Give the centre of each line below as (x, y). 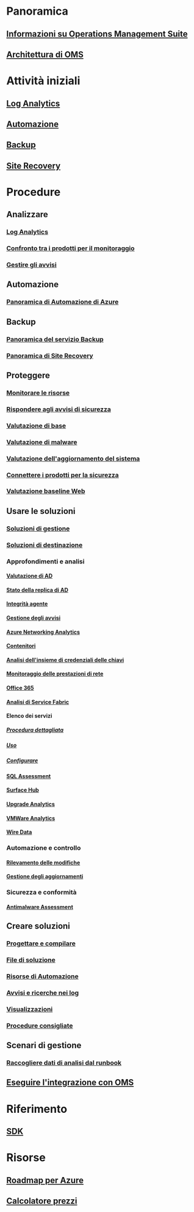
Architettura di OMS (45, 54)
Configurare (22, 760)
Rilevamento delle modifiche (43, 862)
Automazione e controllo (44, 848)
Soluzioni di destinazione (45, 545)
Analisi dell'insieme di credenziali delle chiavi (65, 660)
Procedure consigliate (40, 1025)
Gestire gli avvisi (31, 265)
